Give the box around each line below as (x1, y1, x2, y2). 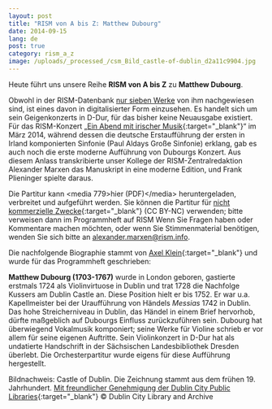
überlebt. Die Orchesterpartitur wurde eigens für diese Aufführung (8, 350, 231, 359)
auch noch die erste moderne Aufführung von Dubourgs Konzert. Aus (8, 147, 241, 157)
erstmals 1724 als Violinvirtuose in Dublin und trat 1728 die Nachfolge (8, 281, 240, 290)
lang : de (8, 34, 38, 43)
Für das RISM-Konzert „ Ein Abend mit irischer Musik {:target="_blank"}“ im (8, 121, 257, 131)
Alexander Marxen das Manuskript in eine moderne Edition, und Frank (8, 164, 242, 174)
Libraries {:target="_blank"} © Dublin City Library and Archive (8, 391, 214, 401)
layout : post (8, 11, 53, 20)
